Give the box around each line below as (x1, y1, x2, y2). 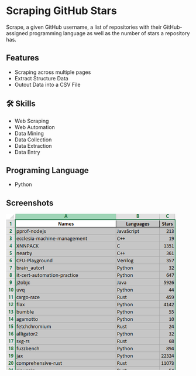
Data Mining (14, 130, 44, 137)
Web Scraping (14, 117, 49, 124)
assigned (6, 29, 28, 36)
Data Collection (14, 136, 52, 143)
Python (14, 181, 32, 188)
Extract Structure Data (14, 74, 68, 82)
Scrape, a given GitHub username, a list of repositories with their (6, 23, 162, 31)
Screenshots (6, 198, 54, 208)
